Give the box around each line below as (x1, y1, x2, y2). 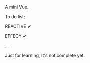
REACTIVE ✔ (5, 23, 31, 29)
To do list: (5, 14, 25, 19)
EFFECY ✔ (5, 33, 27, 39)
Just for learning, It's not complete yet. (5, 52, 85, 58)
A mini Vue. (5, 4, 29, 10)
